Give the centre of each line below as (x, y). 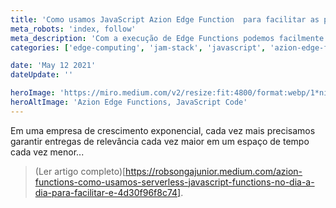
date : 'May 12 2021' (53, 66)
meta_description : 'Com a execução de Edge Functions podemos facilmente (167, 38)
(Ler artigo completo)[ (80, 171)
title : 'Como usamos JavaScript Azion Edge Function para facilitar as (165, 19)
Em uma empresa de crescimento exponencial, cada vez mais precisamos (163, 130)
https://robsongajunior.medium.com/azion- (214, 171)
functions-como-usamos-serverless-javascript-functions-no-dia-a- (174, 182)
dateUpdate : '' (42, 75)
